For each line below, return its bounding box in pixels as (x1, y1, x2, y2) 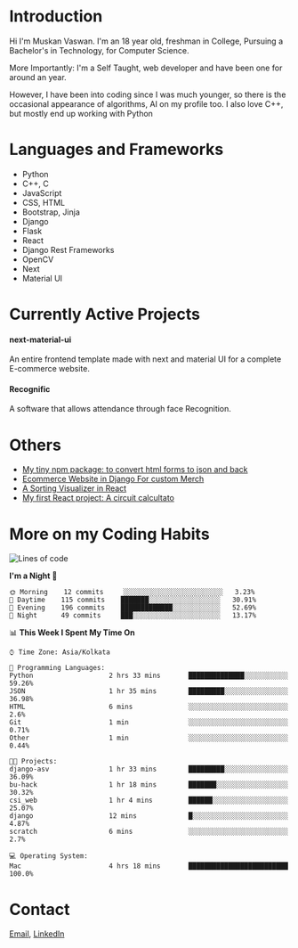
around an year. (9, 71, 67, 82)
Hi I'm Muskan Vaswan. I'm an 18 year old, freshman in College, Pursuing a (9, 36, 284, 46)
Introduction (9, 6, 103, 27)
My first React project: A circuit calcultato (21, 493, 175, 503)
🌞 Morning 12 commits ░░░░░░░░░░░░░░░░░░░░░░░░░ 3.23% (9, 588, 255, 597)
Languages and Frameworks (9, 140, 224, 159)
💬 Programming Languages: (9, 664, 105, 673)
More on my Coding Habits (9, 524, 211, 544)
